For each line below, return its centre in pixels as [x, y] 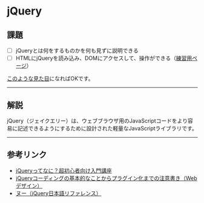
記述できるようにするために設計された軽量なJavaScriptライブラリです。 [107, 128]
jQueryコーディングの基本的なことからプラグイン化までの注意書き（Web [106, 178]
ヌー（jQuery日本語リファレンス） [58, 193]
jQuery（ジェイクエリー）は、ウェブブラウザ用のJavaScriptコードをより [97, 121]
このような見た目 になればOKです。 [50, 79]
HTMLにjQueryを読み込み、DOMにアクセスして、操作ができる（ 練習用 [104, 58]
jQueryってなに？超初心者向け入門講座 [64, 170]
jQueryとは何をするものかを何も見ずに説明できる [77, 50]
